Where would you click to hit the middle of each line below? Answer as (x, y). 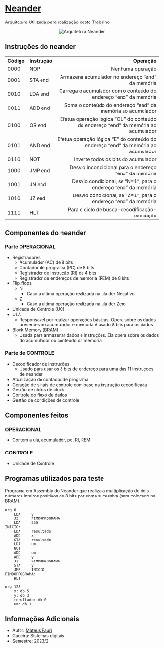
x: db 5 (21, 591)
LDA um (25, 544)
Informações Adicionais (42, 619)
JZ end (38, 198)
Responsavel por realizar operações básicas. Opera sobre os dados (88, 320)
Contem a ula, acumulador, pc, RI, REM (51, 440)
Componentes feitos (37, 416)
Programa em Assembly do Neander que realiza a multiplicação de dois (77, 490)
